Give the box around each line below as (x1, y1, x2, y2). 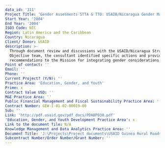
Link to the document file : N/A (5, 122, 71, 127)
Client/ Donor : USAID (5, 39, 50, 44)
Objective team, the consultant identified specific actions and (9, 53, 146, 58)
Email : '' (5, 67, 26, 72)
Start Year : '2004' (5, 16, 45, 21)
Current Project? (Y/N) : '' (5, 76, 63, 81)
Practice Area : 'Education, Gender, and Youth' (5, 80, 105, 85)
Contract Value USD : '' (5, 90, 54, 95)
